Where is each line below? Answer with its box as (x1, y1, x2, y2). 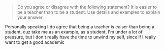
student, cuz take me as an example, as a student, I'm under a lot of (5, 29, 143, 34)
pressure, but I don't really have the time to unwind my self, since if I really (5, 34, 156, 40)
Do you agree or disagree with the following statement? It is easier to (17, 4, 157, 10)
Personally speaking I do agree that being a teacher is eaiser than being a (5, 24, 155, 30)
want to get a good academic (5, 39, 65, 45)
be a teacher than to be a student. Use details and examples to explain (17, 9, 161, 15)
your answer (17, 15, 43, 20)
